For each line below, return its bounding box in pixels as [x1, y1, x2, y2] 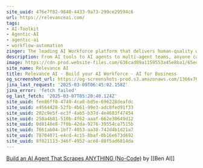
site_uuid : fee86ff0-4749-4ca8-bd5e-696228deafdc [6, 99, 134, 105]
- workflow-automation [6, 43, 63, 49]
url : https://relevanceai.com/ [6, 15, 85, 21]
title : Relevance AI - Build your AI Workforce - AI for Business [6, 71, 177, 77]
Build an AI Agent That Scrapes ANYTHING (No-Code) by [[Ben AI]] [6, 155, 175, 162]
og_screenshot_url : [6, 76, 56, 82]
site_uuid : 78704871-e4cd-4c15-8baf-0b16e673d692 [6, 132, 134, 139]
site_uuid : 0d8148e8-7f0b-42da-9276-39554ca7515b [6, 121, 134, 128]
